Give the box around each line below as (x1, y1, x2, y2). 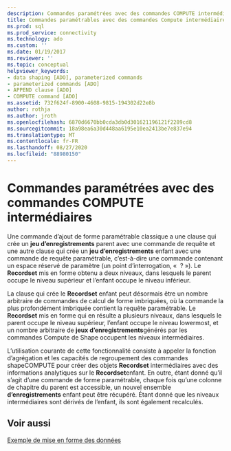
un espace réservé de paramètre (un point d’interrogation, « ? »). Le (7, 261, 201, 269)
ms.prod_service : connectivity (7, 29, 97, 36)
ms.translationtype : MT (7, 131, 76, 138)
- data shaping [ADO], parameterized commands (7, 74, 143, 81)
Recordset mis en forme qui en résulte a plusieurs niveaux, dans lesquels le (7, 311, 222, 320)
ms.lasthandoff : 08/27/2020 (7, 144, 88, 151)
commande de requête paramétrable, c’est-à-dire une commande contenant (7, 254, 223, 262)
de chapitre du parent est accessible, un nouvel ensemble (7, 383, 172, 391)
